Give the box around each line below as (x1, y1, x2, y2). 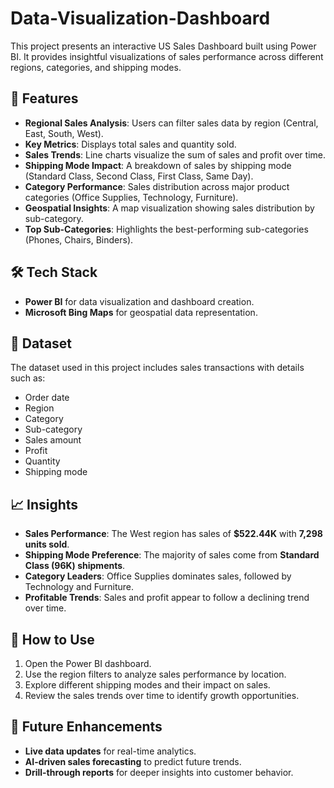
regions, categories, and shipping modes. (10, 61, 182, 73)
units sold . (24, 538, 70, 551)
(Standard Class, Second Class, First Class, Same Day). (24, 170, 254, 182)
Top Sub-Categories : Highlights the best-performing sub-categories (24, 223, 309, 235)
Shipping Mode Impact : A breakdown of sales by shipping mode (24, 159, 292, 171)
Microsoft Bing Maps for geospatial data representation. (24, 306, 258, 318)
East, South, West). (24, 127, 104, 139)
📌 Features (10, 90, 79, 107)
